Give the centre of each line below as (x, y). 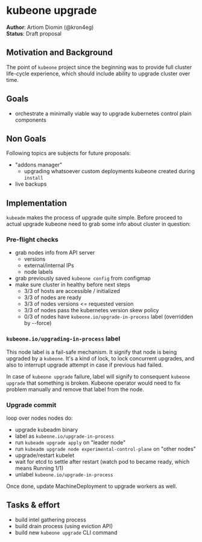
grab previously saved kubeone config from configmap (83, 279)
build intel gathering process (50, 520)
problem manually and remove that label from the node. (75, 389)
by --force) (38, 323)
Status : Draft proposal (34, 33)
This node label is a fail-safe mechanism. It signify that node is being (91, 352)
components (30, 120)
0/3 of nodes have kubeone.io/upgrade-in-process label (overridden (109, 317)
